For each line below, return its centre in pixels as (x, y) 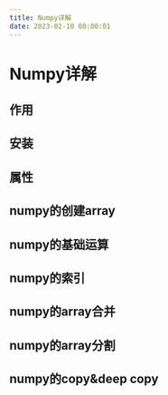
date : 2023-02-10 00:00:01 (60, 26)
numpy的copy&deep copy (84, 379)
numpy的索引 (47, 279)
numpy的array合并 (62, 312)
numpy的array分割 (62, 345)
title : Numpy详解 (41, 18)
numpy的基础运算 (59, 244)
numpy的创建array (62, 211)
